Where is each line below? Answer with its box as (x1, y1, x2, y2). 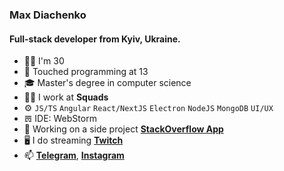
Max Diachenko (9, 8, 87, 22)
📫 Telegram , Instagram (23, 149, 125, 162)
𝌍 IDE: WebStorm (23, 113, 97, 125)
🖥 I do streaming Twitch (23, 134, 124, 147)
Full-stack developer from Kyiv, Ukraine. (9, 33, 181, 45)
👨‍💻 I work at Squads (23, 91, 109, 103)
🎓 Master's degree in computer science (23, 77, 192, 89)
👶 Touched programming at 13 (23, 66, 149, 78)
